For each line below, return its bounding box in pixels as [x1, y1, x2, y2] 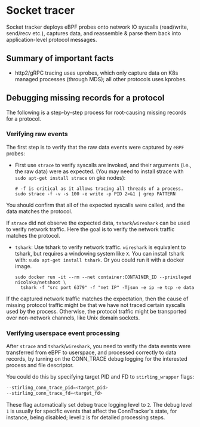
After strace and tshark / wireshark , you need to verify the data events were [6, 343, 191, 350]
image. [14, 262, 32, 269]
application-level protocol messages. [6, 36, 97, 43]
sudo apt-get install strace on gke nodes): [14, 174, 126, 181]
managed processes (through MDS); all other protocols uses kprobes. [14, 75, 187, 82]
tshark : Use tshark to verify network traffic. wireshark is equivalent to [14, 243, 186, 251]
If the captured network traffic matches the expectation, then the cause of [6, 295, 189, 302]
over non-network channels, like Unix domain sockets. [6, 314, 140, 321]
